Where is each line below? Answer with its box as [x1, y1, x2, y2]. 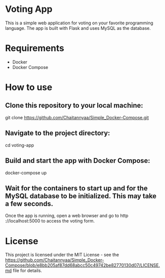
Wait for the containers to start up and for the [5, 184, 148, 192]
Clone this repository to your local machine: [5, 101, 144, 110]
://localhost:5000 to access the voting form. [5, 218, 95, 224]
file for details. [12, 268, 42, 274]
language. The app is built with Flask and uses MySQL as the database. [5, 25, 151, 31]
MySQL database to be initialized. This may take [5, 192, 157, 200]
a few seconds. [5, 200, 54, 208]
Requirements [5, 43, 64, 54]
